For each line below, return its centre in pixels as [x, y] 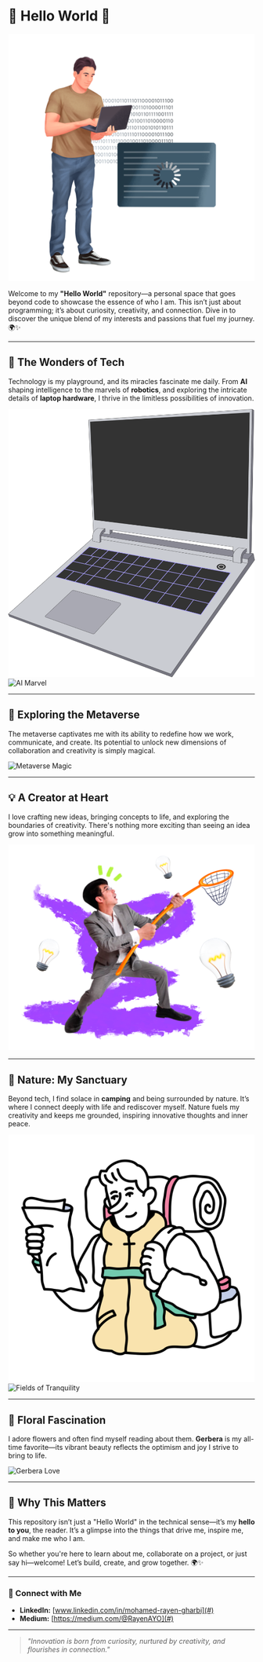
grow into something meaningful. [61, 833]
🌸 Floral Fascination [57, 1420]
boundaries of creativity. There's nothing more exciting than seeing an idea [129, 825]
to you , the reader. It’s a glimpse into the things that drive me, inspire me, [126, 1530]
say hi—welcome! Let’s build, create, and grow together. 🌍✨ [106, 1562]
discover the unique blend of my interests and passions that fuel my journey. [131, 318]
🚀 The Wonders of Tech [67, 362]
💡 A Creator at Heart [58, 798]
